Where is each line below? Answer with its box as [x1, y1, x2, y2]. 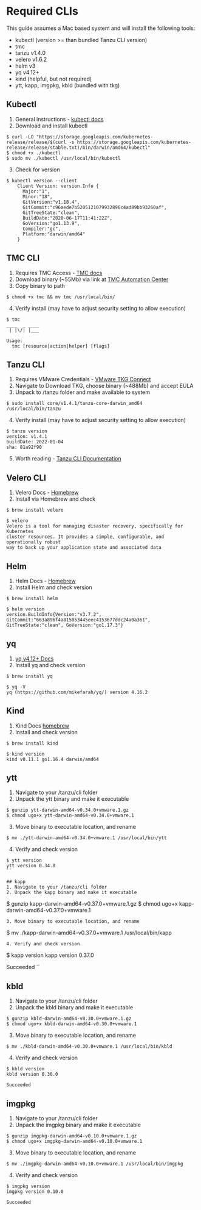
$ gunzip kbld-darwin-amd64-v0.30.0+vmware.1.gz [6, 1015, 132, 1022]
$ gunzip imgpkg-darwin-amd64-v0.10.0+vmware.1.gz [6, 1133, 137, 1139]
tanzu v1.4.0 [15, 49, 46, 56]
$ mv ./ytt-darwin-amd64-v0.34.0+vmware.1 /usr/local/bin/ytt [6, 835, 167, 841]
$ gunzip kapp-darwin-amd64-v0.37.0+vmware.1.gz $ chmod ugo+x [6, 900, 178, 907]
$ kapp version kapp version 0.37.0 [6, 951, 94, 959]
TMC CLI [6, 253, 40, 263]
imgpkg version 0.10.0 [6, 1189, 64, 1195]
